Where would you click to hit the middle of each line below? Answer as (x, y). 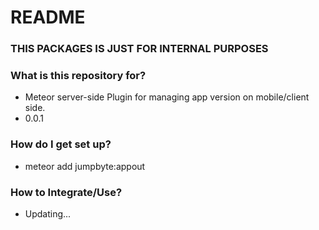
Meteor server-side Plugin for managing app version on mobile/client (167, 97)
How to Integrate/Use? (66, 192)
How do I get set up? (61, 144)
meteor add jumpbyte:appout (85, 166)
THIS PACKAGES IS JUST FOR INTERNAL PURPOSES (139, 49)
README (48, 17)
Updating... (48, 214)
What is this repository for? (78, 76)
